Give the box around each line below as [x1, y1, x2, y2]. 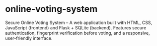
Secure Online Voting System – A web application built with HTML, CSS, [5, 20, 153, 25]
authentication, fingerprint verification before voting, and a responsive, [5, 30, 150, 36]
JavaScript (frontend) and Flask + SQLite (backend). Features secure [5, 24, 147, 30]
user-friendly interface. [5, 35, 53, 41]
